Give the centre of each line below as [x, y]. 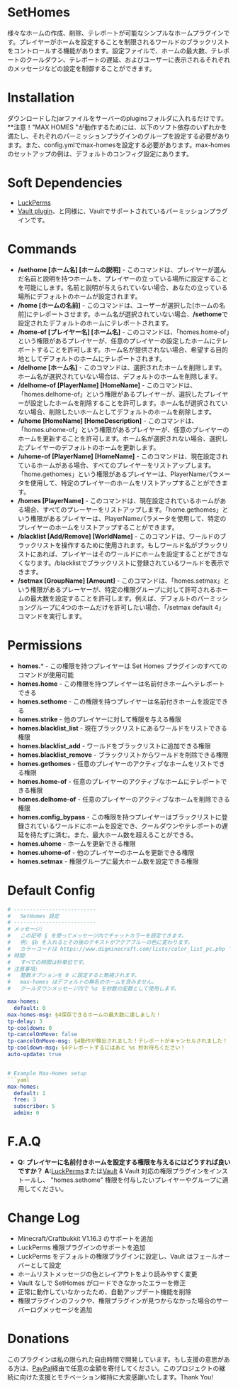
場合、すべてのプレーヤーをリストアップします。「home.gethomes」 [123, 510]
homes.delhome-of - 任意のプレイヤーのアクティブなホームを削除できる [124, 799]
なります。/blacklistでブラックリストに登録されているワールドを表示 [124, 563]
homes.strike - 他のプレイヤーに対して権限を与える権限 [100, 719]
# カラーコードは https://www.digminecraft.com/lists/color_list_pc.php [116, 949]
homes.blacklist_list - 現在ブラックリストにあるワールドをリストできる [123, 728]
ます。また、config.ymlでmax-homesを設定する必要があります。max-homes [119, 145]
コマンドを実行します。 [52, 616]
